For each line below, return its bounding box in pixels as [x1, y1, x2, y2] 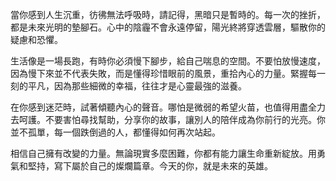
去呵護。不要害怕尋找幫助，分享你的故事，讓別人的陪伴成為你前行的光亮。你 [10, 114, 326, 125]
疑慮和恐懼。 [10, 34, 63, 45]
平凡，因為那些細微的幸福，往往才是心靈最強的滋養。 [27, 80, 247, 92]
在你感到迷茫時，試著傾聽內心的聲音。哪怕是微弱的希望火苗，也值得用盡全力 [10, 101, 326, 113]
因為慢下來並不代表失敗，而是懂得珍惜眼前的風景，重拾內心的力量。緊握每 [10, 68, 317, 79]
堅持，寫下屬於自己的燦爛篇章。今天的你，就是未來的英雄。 [27, 160, 273, 172]
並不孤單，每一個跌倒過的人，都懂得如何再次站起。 [10, 126, 221, 138]
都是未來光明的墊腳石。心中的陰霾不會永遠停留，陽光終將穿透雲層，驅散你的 [10, 21, 326, 33]
